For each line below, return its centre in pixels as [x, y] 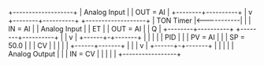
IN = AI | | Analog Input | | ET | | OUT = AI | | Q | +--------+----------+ [121, 29]
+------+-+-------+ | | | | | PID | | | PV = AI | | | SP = [162, 37]
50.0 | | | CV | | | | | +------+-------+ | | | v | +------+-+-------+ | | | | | [121, 46]
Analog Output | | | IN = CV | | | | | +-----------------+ [95, 54]
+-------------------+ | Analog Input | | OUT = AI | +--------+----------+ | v [130, 12]
